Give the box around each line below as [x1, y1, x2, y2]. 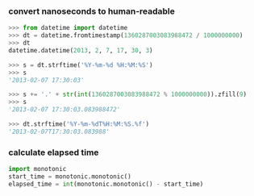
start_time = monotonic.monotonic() [8, 172, 131, 181]
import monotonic [8, 165, 67, 173]
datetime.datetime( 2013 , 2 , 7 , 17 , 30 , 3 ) [8, 46, 153, 54]
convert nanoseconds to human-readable [8, 6, 176, 17]
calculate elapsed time [8, 147, 99, 158]
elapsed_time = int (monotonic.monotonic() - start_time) [8, 180, 204, 188]
